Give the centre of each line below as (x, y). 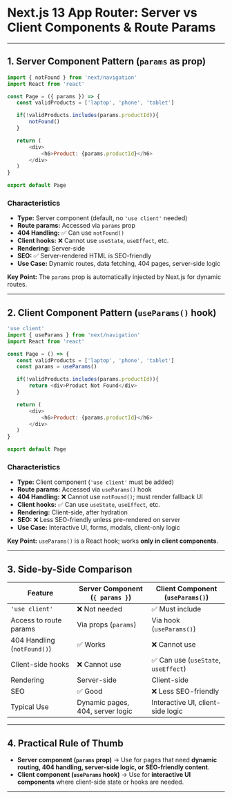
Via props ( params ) (107, 625)
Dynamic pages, (103, 703)
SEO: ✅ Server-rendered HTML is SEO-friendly (84, 256)
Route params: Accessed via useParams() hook (84, 490)
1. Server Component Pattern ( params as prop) (106, 61)
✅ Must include (176, 609)
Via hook (166, 620)
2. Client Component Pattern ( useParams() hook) (112, 313)
